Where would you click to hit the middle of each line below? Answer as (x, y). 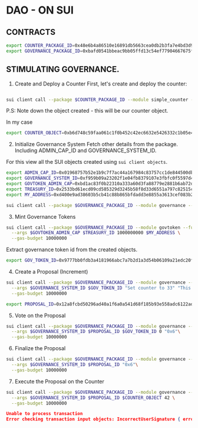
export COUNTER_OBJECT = (35, 133)
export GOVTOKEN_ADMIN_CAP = (41, 184)
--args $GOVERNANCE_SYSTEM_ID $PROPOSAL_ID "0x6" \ (75, 365)
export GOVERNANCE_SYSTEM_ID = (43, 178)
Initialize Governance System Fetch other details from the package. (96, 144)
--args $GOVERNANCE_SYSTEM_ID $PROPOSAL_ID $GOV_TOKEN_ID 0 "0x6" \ (96, 332)
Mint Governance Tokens (45, 216)
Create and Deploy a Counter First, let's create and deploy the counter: (101, 84)
